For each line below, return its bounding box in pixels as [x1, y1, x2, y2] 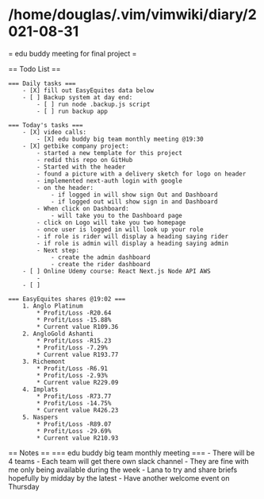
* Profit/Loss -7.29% [36, 343, 109, 351]
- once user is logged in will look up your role [36, 225, 204, 234]
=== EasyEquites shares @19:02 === [8, 295, 126, 303]
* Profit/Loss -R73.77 [36, 392, 112, 400]
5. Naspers [22, 413, 59, 421]
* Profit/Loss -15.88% [36, 315, 112, 323]
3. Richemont [22, 358, 66, 366]
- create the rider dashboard [50, 260, 151, 268]
